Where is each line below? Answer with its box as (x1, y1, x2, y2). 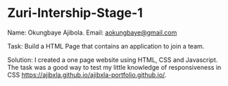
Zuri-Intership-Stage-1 (7, 5, 143, 21)
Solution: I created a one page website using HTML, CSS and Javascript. (7, 55, 218, 64)
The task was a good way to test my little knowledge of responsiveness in (7, 63, 222, 71)
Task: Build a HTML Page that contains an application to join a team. (7, 42, 205, 50)
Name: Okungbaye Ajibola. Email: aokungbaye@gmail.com (7, 28, 177, 37)
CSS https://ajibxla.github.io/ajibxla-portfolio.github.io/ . (7, 70, 167, 79)
